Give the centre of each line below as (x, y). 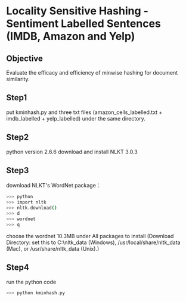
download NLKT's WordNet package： (54, 186)
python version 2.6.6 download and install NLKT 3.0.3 (72, 152)
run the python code (31, 282)
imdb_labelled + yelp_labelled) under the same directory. (76, 118)
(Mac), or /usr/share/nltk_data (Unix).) (53, 248)
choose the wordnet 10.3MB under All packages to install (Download (90, 236)
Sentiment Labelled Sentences (83, 24)
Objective (25, 58)
